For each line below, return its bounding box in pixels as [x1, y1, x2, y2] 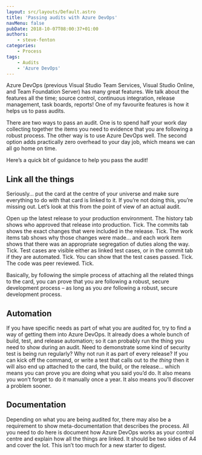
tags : [6, 54, 20, 60]
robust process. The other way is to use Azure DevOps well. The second [6, 132, 187, 139]
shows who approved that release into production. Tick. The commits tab [6, 221, 189, 229]
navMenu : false [6, 20, 45, 26]
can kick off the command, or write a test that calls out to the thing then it [6, 356, 189, 364]
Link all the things [6, 174, 74, 185]
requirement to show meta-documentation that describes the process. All [6, 422, 189, 430]
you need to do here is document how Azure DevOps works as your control [6, 428, 194, 436]
